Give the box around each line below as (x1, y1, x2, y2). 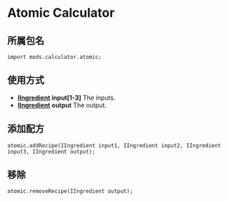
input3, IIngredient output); (7, 148, 96, 155)
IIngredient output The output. (17, 100, 107, 109)
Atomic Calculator (7, 5, 115, 21)
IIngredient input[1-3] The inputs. (17, 93, 116, 102)
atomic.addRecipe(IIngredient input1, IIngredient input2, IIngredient (7, 142, 221, 149)
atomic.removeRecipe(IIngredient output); (7, 188, 133, 195)
